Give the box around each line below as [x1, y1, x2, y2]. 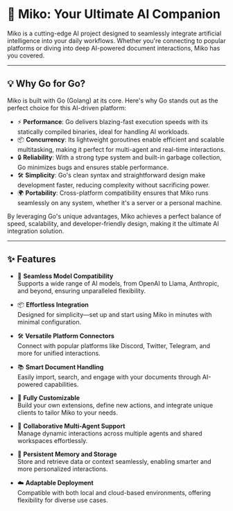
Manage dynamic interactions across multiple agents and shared [17, 429, 202, 438]
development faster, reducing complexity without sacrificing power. [17, 180, 210, 189]
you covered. [7, 51, 45, 60]
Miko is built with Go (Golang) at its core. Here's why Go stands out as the [7, 96, 218, 105]
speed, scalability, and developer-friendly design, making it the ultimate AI [7, 219, 220, 227]
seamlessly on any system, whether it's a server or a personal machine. [17, 198, 223, 207]
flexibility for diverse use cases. [17, 496, 109, 504]
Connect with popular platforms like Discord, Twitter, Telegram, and [17, 341, 210, 349]
